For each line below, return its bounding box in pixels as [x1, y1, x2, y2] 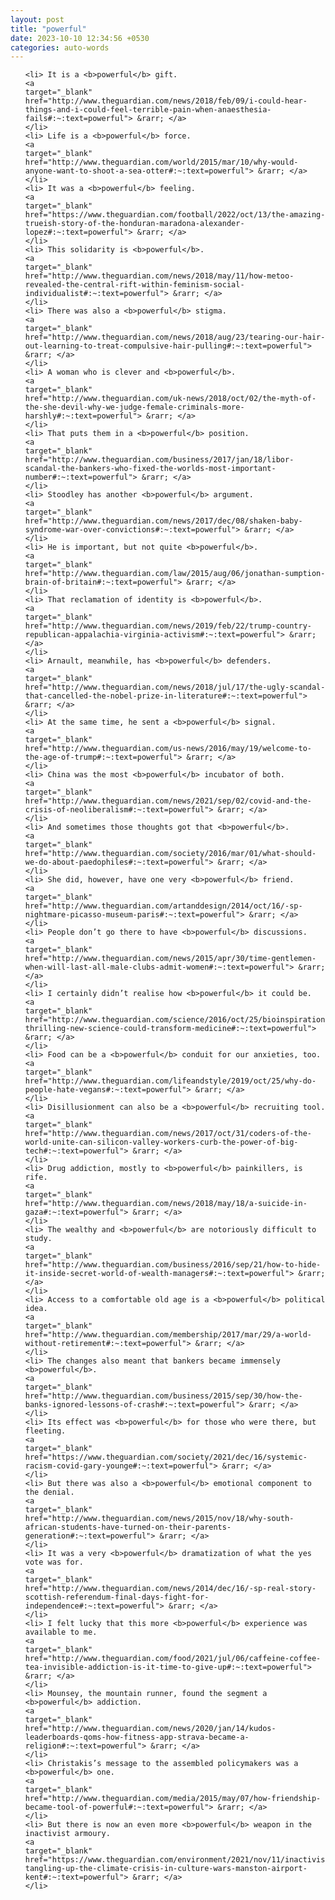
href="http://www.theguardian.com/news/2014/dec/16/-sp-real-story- [24, 1584, 317, 1594]
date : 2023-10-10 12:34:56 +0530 [10, 33, 150, 43]
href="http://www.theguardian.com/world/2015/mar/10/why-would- [24, 157, 299, 168]
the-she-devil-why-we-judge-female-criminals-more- [24, 402, 245, 413]
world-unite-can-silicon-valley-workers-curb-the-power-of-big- [24, 1137, 299, 1148]
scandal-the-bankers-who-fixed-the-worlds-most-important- [24, 464, 277, 474]
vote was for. [24, 1557, 84, 1568]
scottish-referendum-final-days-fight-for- [24, 1592, 210, 1603]
